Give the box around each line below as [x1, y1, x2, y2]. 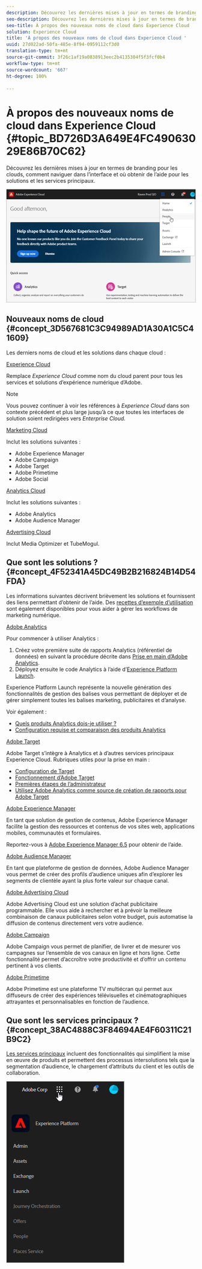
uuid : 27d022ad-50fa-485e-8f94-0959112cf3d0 [6, 42, 120, 48]
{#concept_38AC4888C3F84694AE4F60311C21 [6, 1025, 192, 1035]
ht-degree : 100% [6, 73, 47, 79]
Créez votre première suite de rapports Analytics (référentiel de [14, 646, 173, 653]
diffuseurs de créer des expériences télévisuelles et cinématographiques [6, 992, 187, 999]
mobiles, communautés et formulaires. [6, 829, 102, 836]
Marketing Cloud [6, 426, 48, 433]
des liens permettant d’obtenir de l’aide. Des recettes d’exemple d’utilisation [6, 599, 194, 606]
